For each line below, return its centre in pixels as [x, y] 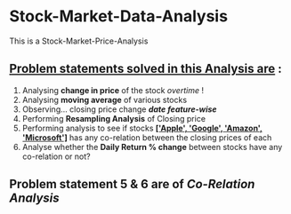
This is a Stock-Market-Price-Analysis [79, 41]
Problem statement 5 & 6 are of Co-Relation [132, 184]
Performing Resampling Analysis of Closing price [114, 118]
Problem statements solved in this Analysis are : [145, 69]
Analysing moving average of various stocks [105, 99]
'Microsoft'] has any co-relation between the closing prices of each [147, 137]
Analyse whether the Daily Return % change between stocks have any [152, 147]
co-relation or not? [56, 156]
